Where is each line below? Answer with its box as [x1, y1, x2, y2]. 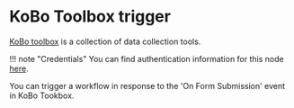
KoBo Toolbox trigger [9, 6, 171, 27]
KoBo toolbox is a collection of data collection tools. [9, 36, 201, 47]
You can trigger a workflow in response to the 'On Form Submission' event [9, 80, 286, 91]
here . [9, 63, 29, 74]
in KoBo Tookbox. [9, 90, 75, 101]
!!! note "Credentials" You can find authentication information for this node [9, 53, 285, 64]
